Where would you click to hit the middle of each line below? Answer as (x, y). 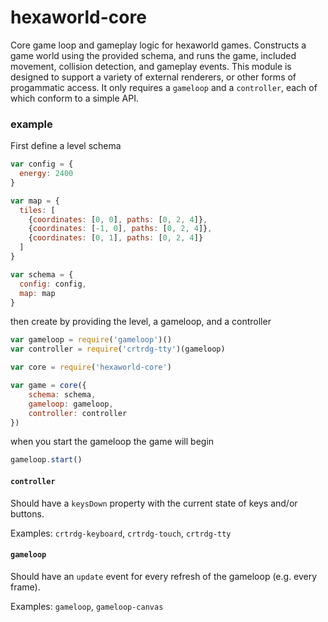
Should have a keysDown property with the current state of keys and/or (154, 503)
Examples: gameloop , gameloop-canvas (87, 606)
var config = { (42, 164)
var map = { (35, 201)
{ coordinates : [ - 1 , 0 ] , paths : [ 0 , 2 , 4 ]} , (120, 229)
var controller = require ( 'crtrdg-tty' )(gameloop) (118, 349)
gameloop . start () (46, 460)
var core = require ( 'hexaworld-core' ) (91, 367)
